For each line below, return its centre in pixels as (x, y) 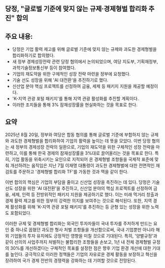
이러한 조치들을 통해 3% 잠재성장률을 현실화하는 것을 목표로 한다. (75, 105)
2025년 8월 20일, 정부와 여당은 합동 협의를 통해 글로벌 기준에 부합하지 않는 (77, 135)
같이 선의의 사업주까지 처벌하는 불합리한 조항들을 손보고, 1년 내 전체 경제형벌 (78, 242)
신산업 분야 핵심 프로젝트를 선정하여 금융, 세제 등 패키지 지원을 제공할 (79, 86)
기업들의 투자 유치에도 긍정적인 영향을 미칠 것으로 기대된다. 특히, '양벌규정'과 (84, 236)
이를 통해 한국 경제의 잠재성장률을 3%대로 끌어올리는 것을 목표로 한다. (86, 153)
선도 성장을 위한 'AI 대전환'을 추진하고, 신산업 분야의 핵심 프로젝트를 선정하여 (79, 189)
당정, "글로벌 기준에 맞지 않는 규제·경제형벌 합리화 (76, 9)
